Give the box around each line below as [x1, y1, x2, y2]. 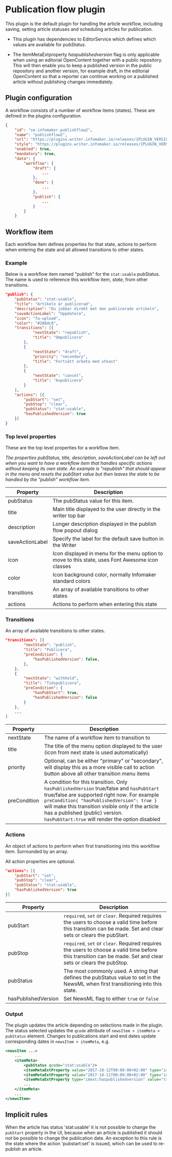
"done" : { [32, 180, 54, 185]
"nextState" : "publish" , [24, 642, 77, 648]
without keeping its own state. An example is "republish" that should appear [5, 466, 166, 472]
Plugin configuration [5, 93, 73, 102]
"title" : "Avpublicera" [32, 378, 83, 383]
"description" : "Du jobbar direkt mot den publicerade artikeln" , [14, 306, 159, 311]
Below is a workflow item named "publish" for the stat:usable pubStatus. [5, 271, 160, 277]
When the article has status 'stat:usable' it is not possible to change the [5, 1124, 156, 1130]
